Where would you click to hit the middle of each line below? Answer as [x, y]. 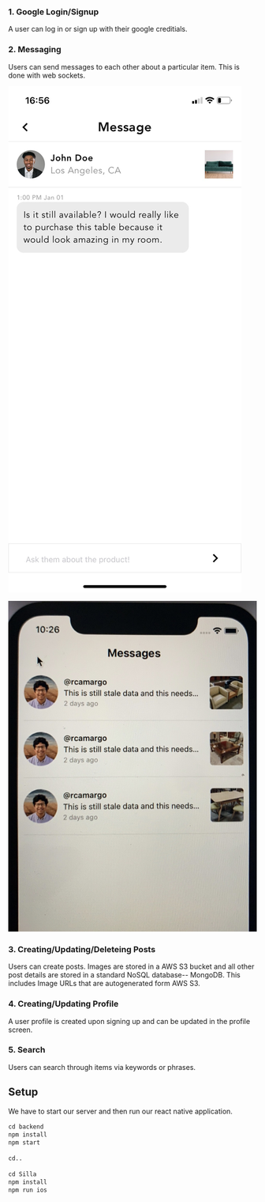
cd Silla [22, 1174]
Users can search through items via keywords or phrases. [102, 1067]
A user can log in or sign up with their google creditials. [98, 29]
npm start [24, 1142]
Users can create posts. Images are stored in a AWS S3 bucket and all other [131, 966]
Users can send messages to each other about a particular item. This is [124, 66]
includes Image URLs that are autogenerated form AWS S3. [105, 984]
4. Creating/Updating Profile [63, 1004]
